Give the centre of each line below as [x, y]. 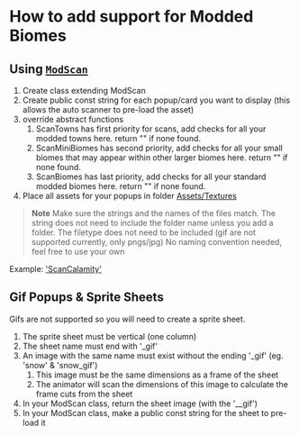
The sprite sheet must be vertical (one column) [109, 336]
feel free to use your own [78, 251]
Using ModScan [49, 69]
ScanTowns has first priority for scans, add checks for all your [151, 129]
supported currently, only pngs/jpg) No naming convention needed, [156, 242]
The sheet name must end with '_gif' [90, 346]
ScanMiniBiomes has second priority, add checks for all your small [159, 148]
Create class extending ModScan [84, 91]
